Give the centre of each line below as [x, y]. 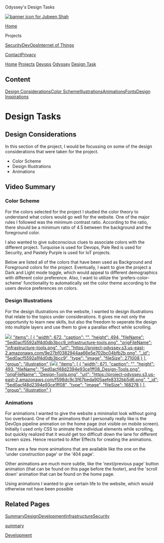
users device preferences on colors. [42, 288]
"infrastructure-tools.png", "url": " [39, 348]
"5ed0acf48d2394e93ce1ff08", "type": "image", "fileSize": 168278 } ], [75, 384]
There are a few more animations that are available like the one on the [75, 449]
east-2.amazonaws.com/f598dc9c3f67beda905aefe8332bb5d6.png [74, 380]
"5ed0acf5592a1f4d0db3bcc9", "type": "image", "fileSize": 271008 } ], [76, 358]
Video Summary [30, 187]
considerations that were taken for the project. [52, 151]
